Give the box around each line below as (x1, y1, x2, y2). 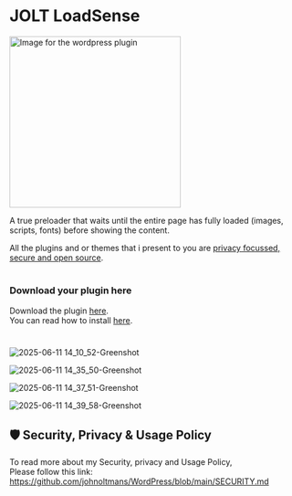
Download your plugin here (9, 284, 132, 297)
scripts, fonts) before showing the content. (9, 225, 171, 236)
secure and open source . (9, 252, 104, 263)
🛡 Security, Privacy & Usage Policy (9, 427, 212, 443)
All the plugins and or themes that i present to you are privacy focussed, (9, 242, 281, 253)
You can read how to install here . (9, 314, 133, 325)
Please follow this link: (9, 466, 93, 477)
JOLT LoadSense (9, 5, 141, 26)
